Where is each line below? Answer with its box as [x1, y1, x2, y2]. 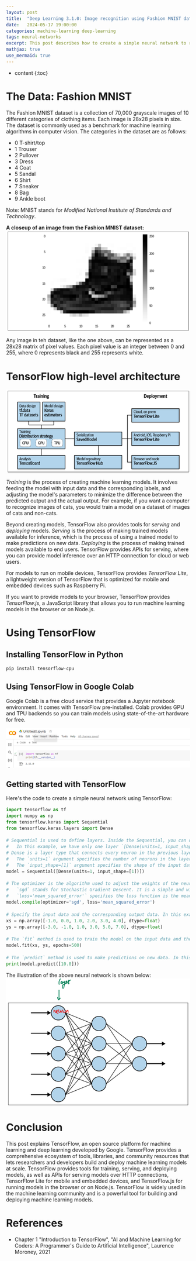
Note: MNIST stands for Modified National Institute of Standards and [6, 206, 171, 213]
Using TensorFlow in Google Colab [6, 682, 134, 692]
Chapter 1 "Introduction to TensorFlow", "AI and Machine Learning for [14, 1236, 181, 1243]
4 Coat [14, 164, 31, 171]
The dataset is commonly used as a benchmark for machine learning [6, 122, 171, 129]
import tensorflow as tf [6, 807, 66, 812]
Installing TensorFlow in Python [6, 649, 124, 659]
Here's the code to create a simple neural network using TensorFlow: [6, 794, 172, 801]
